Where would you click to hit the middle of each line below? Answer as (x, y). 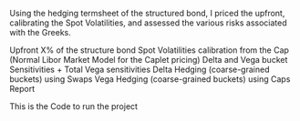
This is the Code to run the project (74, 106)
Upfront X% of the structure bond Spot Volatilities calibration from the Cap (150, 50)
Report (22, 89)
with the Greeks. (40, 32)
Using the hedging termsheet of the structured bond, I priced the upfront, (147, 13)
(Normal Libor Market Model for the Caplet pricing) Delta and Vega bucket (149, 60)
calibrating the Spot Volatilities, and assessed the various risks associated (148, 23)
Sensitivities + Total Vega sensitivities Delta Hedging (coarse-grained (140, 69)
